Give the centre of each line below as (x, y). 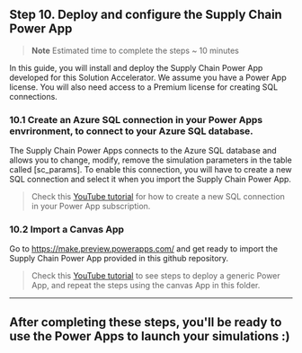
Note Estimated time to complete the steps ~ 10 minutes (135, 50)
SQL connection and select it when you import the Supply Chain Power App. (151, 180)
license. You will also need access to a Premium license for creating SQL (144, 87)
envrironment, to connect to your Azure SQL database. (131, 131)
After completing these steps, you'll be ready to (146, 322)
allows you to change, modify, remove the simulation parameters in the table (151, 160)
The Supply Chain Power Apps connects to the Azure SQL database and (143, 151)
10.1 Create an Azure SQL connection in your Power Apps (136, 119)
